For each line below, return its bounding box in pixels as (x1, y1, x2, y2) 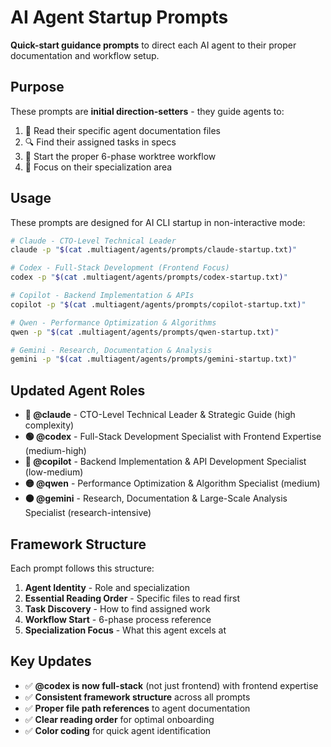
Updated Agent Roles (10, 382, 146, 399)
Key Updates (10, 653, 92, 670)
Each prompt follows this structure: (10, 562, 155, 574)
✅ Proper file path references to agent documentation (24, 702, 251, 714)
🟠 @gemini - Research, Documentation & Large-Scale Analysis (24, 492, 288, 505)
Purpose (10, 79, 65, 96)
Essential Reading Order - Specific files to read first (24, 592, 241, 604)
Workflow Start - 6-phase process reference (24, 613, 212, 625)
